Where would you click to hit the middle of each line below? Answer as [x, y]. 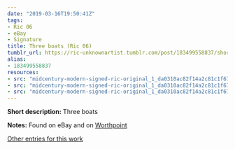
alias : [17, 59]
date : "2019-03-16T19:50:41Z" [51, 14]
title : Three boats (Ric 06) [50, 46]
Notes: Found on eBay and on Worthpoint [67, 125]
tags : [15, 20]
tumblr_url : [24, 53]
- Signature [24, 40]
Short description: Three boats [52, 112]
